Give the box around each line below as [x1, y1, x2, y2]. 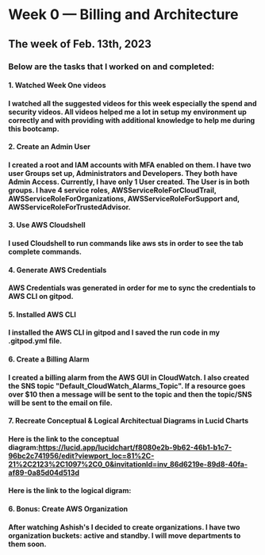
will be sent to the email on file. [8, 398, 113, 408]
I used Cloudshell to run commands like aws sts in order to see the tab [8, 239, 244, 248]
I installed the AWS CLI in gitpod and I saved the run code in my [8, 327, 221, 338]
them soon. [8, 539, 47, 549]
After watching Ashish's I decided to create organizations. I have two [8, 522, 240, 532]
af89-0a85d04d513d [8, 468, 80, 477]
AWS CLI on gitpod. [8, 292, 74, 301]
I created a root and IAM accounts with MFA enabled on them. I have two [8, 160, 252, 170]
